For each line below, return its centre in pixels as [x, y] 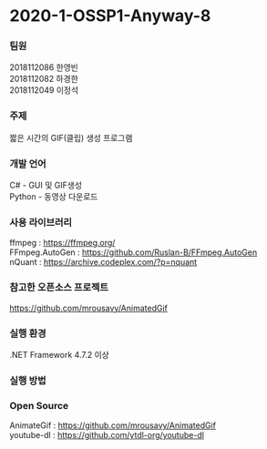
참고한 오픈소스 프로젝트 [59, 288]
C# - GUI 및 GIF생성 [46, 185]
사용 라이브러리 [41, 222]
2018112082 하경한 [44, 79]
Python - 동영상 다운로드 [54, 197]
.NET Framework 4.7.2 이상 [59, 354]
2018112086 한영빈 [44, 67]
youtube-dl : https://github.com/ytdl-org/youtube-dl [107, 435]
